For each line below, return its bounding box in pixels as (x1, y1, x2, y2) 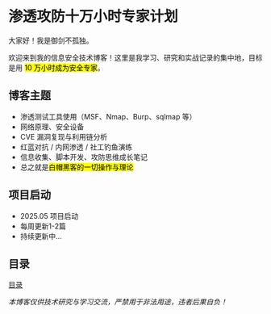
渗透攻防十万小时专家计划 (8, 7, 179, 26)
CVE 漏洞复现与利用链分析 (19, 132, 108, 141)
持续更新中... (19, 231, 62, 241)
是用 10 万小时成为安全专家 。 (8, 62, 105, 73)
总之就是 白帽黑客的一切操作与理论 (19, 162, 134, 172)
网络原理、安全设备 (19, 122, 85, 132)
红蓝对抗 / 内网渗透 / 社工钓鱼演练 (19, 142, 133, 152)
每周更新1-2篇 (19, 221, 66, 231)
